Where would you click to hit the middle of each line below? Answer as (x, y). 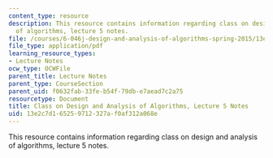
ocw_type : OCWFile (39, 69)
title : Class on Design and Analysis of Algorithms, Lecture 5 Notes (129, 106)
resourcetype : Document (49, 99)
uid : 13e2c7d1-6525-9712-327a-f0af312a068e (83, 114)
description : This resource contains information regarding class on (129, 23)
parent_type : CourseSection (56, 83)
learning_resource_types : (52, 53)
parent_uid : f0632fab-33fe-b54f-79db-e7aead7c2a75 (96, 91)
